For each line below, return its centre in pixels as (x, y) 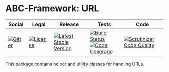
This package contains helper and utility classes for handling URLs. (75, 64)
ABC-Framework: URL (52, 9)
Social (16, 24)
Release (69, 24)
